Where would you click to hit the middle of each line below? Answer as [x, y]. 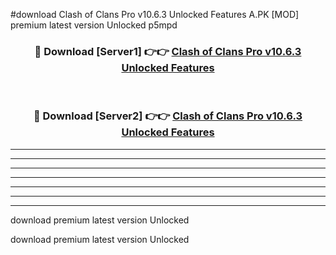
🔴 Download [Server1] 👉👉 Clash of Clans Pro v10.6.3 [168, 51]
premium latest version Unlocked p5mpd [94, 25]
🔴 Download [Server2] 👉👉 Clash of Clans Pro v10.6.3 [168, 116]
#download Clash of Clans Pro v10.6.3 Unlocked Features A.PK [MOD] [155, 14]
